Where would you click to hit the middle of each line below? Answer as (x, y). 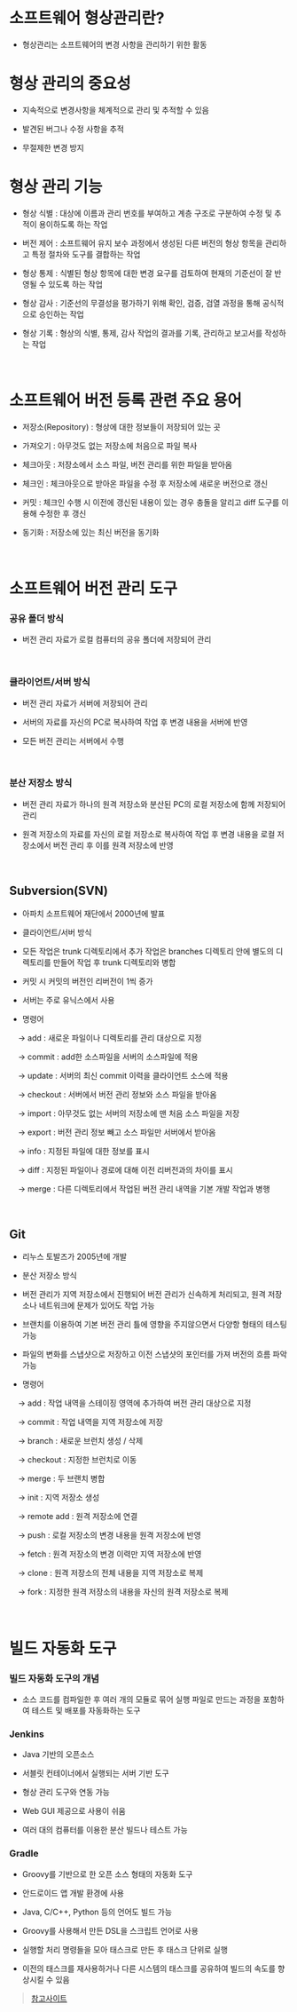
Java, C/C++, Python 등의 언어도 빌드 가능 (97, 1912)
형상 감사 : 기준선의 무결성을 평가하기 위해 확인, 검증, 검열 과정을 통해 (141, 303)
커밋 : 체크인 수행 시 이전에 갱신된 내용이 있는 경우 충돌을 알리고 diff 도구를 (151, 502)
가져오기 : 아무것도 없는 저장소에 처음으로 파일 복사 (109, 446)
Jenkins (27, 1734)
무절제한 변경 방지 (53, 147)
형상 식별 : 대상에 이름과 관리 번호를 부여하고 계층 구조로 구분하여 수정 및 (147, 213)
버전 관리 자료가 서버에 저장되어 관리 (85, 703)
